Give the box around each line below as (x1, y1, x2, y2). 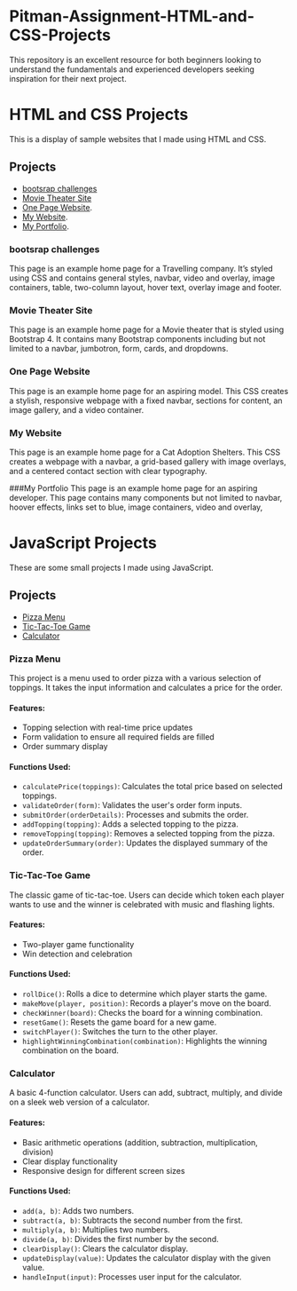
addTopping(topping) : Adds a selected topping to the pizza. (21, 819, 239, 829)
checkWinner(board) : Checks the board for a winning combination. (21, 1008, 263, 1018)
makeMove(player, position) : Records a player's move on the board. (21, 998, 272, 1009)
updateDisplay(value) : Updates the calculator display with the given (21, 1252, 271, 1263)
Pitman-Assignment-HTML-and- (9, 6, 255, 27)
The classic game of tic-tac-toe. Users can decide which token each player (9, 890, 285, 900)
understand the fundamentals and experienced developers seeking (9, 64, 255, 75)
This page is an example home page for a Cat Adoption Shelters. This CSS (9, 447, 281, 457)
